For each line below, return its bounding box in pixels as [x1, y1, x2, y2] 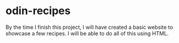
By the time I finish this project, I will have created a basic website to [5, 24, 173, 31]
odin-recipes [5, 4, 71, 18]
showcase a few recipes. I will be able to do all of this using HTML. [5, 29, 169, 37]
